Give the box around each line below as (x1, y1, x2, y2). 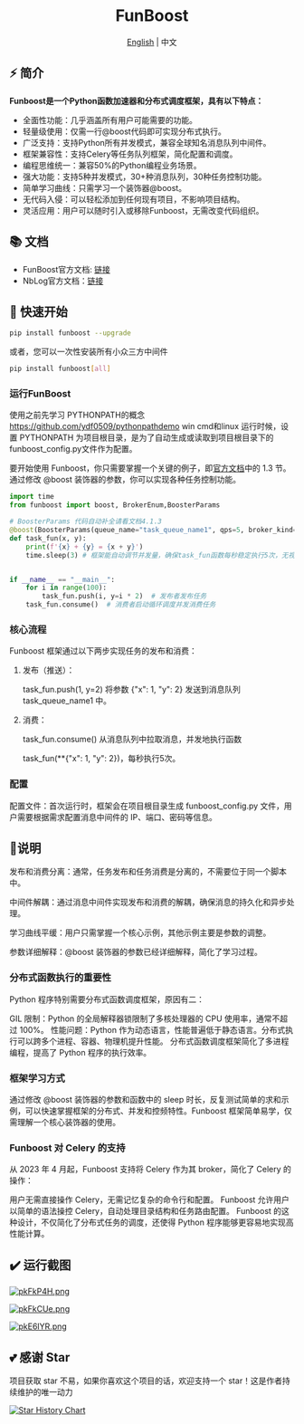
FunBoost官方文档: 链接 (22, 263, 111, 274)
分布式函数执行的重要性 (9, 971, 111, 984)
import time (9, 492, 54, 502)
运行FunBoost (9, 387, 71, 400)
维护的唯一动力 (16, 1386, 73, 1397)
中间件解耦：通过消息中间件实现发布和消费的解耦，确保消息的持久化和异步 (9, 897, 287, 908)
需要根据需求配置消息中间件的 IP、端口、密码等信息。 (16, 811, 217, 822)
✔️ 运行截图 (9, 1257, 71, 1273)
